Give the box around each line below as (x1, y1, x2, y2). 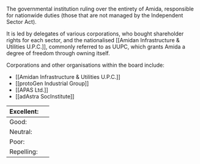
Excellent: (9, 107, 39, 116)
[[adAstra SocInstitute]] (15, 93, 75, 100)
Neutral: (9, 128, 32, 136)
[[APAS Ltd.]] (15, 86, 49, 94)
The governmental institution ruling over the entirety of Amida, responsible (6, 6, 194, 12)
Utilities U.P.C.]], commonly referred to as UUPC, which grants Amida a (6, 43, 185, 50)
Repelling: (9, 147, 38, 155)
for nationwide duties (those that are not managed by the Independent (6, 12, 183, 19)
